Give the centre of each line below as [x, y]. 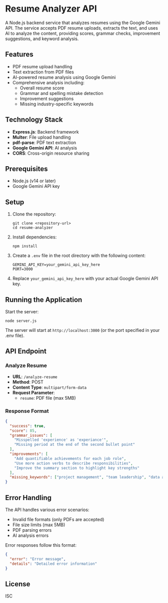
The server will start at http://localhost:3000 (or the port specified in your [82, 330]
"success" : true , [28, 426]
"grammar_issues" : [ [31, 435]
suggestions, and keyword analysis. [42, 39]
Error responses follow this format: [41, 545]
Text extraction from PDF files [43, 72]
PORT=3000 [23, 269]
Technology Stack [34, 120]
